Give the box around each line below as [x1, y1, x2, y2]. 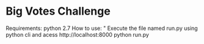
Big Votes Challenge [5, 4, 111, 18]
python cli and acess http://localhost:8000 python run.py [5, 31, 149, 38]
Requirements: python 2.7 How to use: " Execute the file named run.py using [5, 24, 198, 32]
